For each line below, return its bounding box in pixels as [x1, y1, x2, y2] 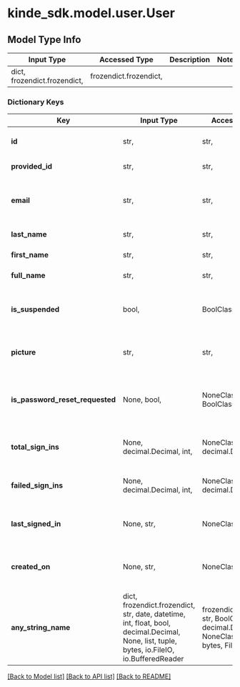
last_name [11, 229, 47, 239]
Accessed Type [99, 55, 154, 64]
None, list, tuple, [122, 636, 177, 646]
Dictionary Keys [7, 97, 64, 107]
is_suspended [11, 305, 60, 315]
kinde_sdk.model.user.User [7, 5, 175, 21]
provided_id [11, 162, 52, 172]
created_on [11, 562, 51, 572]
